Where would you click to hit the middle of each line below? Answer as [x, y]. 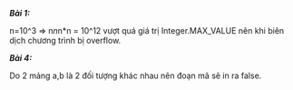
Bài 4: [21, 58]
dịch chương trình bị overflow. [65, 40]
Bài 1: [20, 13]
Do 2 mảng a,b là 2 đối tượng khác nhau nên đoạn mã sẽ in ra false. [136, 75]
